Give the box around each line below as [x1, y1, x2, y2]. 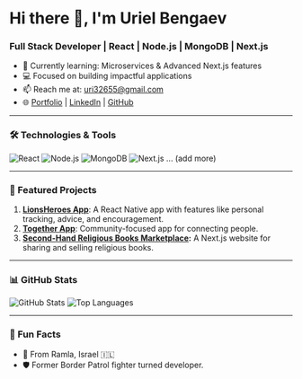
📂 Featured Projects [9, 183, 97, 196]
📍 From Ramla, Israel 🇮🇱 [22, 348, 115, 359]
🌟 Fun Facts [9, 328, 61, 340]
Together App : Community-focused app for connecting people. [22, 224, 259, 234]
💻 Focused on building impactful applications [22, 71, 192, 82]
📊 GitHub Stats [9, 274, 78, 286]
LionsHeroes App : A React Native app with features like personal [22, 204, 264, 215]
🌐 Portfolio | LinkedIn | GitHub [22, 97, 134, 108]
